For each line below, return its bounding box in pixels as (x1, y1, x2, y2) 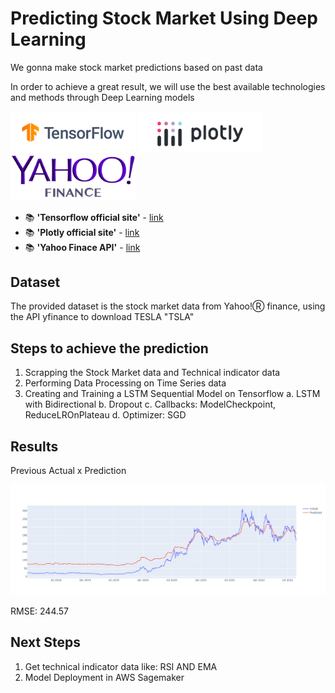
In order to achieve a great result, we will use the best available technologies (10, 80, 326, 92)
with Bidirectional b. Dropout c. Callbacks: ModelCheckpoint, (24, 398, 277, 411)
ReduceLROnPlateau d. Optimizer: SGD (24, 409, 187, 421)
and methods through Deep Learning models (10, 91, 195, 103)
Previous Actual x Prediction (10, 465, 127, 477)
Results (10, 438, 59, 455)
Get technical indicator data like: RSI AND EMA (24, 660, 218, 672)
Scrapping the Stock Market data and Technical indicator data (24, 367, 281, 379)
